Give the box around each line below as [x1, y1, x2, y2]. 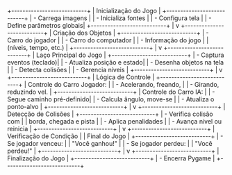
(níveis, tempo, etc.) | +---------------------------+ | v [7, 44, 163, 51]
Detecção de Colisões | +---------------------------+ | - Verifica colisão [7, 110, 213, 118]
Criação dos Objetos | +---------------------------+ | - [53, 28, 209, 37]
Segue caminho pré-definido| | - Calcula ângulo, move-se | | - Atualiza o [7, 95, 215, 103]
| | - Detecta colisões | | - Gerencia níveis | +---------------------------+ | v [7, 66, 223, 74]
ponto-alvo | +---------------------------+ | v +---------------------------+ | [7, 103, 226, 110]
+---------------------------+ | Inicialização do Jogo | [7, 7, 161, 15]
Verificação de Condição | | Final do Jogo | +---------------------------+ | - [7, 132, 224, 140]
